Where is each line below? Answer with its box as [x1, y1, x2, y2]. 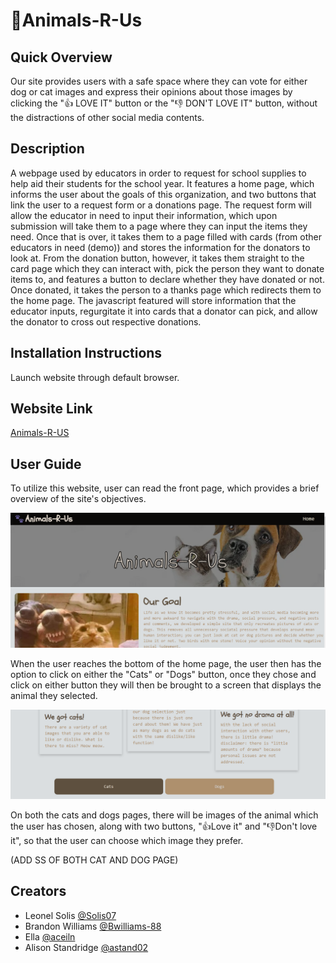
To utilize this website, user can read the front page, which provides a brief [10, 482, 320, 494]
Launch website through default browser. [10, 371, 180, 383]
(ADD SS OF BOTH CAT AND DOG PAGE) [10, 854, 179, 866]
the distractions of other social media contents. [10, 112, 205, 123]
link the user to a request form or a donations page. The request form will [10, 199, 312, 211]
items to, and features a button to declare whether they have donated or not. [10, 273, 325, 285]
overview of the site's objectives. [10, 493, 147, 505]
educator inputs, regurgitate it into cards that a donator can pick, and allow [10, 305, 318, 317]
